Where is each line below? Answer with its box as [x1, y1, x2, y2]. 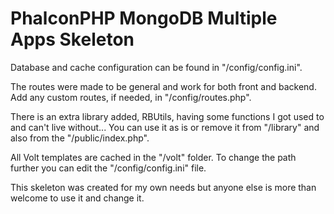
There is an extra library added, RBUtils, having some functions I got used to [10, 110, 325, 122]
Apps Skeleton [10, 28, 135, 51]
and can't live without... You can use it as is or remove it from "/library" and [10, 121, 320, 133]
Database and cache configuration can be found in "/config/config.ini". [10, 61, 303, 73]
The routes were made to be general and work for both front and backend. [10, 80, 317, 92]
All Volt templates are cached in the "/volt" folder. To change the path [10, 151, 297, 163]
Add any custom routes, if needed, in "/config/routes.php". [10, 91, 252, 103]
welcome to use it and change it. [10, 192, 145, 204]
